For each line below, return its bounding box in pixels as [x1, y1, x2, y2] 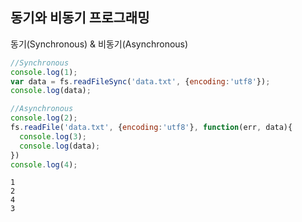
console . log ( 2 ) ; [10, 113, 78, 123]
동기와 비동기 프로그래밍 [10, 9, 150, 27]
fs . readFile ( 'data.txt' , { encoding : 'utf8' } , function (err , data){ [10, 123, 293, 133]
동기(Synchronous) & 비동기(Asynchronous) [10, 38, 189, 50]
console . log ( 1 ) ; [10, 67, 78, 77]
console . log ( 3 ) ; [19, 131, 87, 142]
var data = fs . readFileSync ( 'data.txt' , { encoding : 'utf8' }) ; [10, 76, 271, 87]
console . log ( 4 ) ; [10, 159, 78, 170]
